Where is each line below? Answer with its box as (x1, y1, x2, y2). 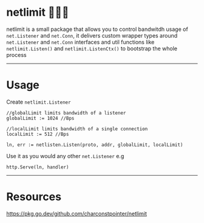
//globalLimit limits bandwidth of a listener (6, 110, 126, 116)
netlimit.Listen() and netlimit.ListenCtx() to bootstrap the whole (6, 45, 178, 52)
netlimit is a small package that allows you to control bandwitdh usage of (6, 25, 188, 33)
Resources (6, 190, 62, 204)
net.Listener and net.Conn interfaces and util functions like (6, 38, 155, 45)
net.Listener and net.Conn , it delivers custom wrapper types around (6, 32, 178, 39)
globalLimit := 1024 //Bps (6, 115, 75, 121)
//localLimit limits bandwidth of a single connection (6, 125, 148, 132)
